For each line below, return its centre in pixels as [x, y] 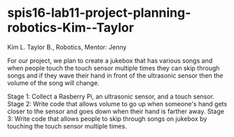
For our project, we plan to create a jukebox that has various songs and [110, 60]
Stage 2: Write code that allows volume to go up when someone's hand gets [117, 103]
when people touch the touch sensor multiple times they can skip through [113, 68]
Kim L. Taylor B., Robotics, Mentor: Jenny [67, 47]
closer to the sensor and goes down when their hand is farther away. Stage [116, 111]
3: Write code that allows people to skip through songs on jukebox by [107, 118]
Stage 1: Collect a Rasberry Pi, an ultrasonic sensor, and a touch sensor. [111, 96]
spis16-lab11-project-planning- [99, 13]
